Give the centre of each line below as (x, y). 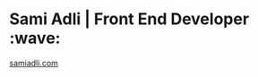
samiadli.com (34, 63)
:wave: (35, 38)
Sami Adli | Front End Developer (129, 19)
